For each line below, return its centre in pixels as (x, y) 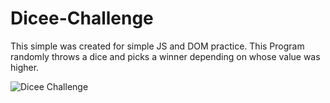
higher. (25, 67)
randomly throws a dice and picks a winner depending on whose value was (165, 56)
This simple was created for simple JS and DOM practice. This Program (157, 46)
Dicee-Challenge (82, 18)
